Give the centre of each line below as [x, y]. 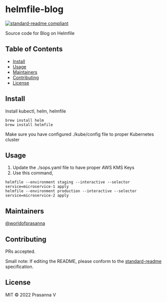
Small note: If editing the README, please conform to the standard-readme [83, 261]
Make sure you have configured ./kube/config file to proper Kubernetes [80, 134]
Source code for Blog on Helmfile [40, 33]
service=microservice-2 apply [37, 196]
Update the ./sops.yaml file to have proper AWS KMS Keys [73, 168]
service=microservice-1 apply [37, 187]
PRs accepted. [20, 251]
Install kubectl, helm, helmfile [36, 111]
